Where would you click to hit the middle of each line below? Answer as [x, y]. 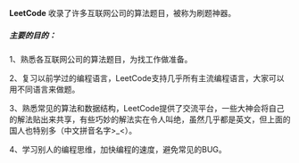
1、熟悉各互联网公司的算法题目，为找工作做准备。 [101, 59]
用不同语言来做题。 [45, 89]
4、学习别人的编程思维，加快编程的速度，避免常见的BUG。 [118, 149]
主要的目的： [33, 35]
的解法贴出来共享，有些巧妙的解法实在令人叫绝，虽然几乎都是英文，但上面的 [150, 119]
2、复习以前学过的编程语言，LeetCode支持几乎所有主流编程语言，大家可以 [147, 77]
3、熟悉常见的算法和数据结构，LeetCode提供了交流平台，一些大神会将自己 [147, 108]
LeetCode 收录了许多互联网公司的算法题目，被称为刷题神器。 [123, 13]
